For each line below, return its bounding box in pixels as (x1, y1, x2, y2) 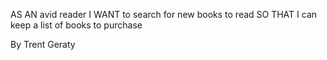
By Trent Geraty (10, 39, 76, 50)
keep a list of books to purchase (10, 19, 143, 31)
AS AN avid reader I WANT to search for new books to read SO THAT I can (10, 9, 318, 20)
